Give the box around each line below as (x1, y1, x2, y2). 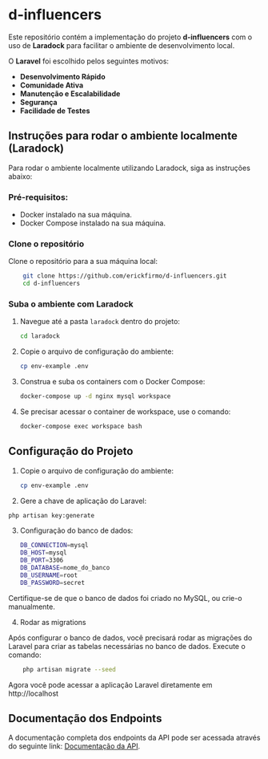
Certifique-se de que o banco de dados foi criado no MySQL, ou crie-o (8, 593, 242, 603)
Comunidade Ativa (19, 80, 84, 90)
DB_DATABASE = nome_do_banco (19, 564, 110, 572)
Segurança (19, 97, 58, 107)
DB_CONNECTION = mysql (19, 542, 89, 550)
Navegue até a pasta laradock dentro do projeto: (19, 317, 180, 327)
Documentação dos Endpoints (8, 712, 162, 725)
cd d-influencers (22, 279, 81, 288)
